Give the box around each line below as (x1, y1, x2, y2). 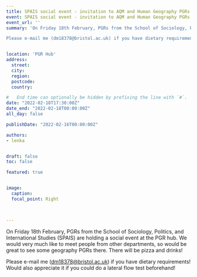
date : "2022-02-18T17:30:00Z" (6, 100, 80, 106)
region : (11, 73, 30, 79)
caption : (11, 191, 33, 197)
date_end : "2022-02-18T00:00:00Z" (6, 106, 91, 112)
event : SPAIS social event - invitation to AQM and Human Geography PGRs (6, 14, 191, 20)
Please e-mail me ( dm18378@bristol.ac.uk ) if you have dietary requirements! (6, 258, 191, 265)
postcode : (11, 79, 35, 85)
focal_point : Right (11, 196, 59, 202)
